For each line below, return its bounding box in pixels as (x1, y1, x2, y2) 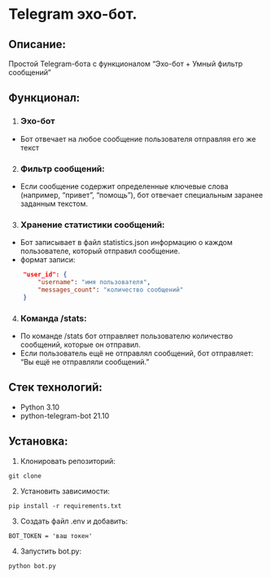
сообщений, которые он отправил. (20, 339, 141, 350)
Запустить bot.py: (20, 546, 82, 556)
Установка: (8, 435, 68, 449)
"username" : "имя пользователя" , (37, 278, 151, 287)
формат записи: (20, 255, 76, 265)
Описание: (8, 37, 67, 51)
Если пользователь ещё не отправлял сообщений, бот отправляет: (20, 348, 254, 358)
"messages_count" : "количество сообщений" (37, 286, 184, 294)
